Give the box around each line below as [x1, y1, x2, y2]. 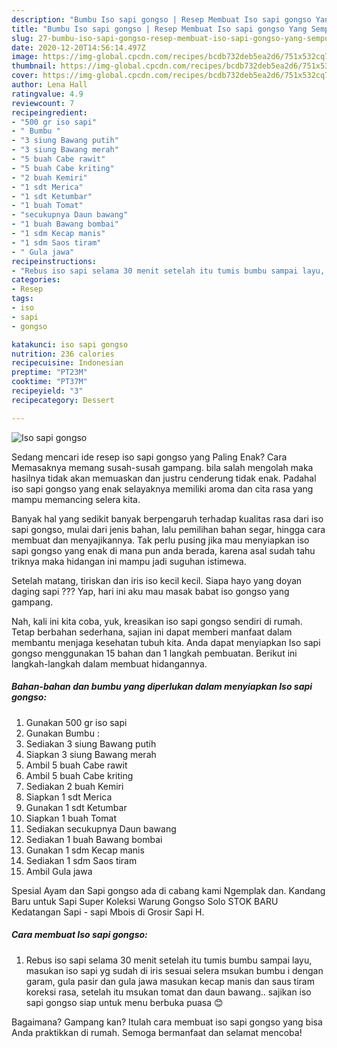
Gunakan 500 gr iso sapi [25, 716, 128, 728]
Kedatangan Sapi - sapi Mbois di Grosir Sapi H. [11, 906, 205, 918]
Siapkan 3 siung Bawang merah [25, 748, 157, 760]
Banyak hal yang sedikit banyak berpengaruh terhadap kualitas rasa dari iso [11, 512, 324, 525]
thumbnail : [11, 61, 57, 71]
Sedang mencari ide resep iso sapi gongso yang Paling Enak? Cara [11, 451, 288, 463]
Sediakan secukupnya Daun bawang [25, 822, 177, 835]
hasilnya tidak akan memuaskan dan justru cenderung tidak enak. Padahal [11, 472, 317, 484]
